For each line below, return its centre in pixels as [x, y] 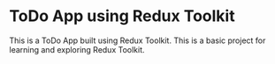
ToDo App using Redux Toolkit [122, 16]
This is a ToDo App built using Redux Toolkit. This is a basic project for [137, 40]
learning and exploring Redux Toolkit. [77, 49]
